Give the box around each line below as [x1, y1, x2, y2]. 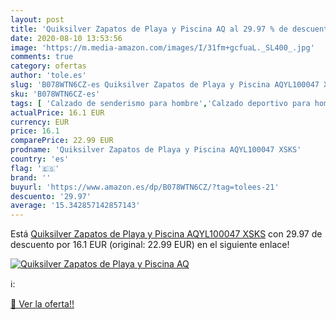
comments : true [10, 52, 74, 62]
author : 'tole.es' [10, 71, 87, 81]
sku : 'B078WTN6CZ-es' [10, 89, 101, 99]
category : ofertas [10, 61, 87, 71]
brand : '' [10, 172, 52, 183]
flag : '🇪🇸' [10, 163, 60, 173]
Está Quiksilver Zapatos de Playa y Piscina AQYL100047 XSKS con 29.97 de [10, 228, 323, 240]
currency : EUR [10, 117, 70, 127]
